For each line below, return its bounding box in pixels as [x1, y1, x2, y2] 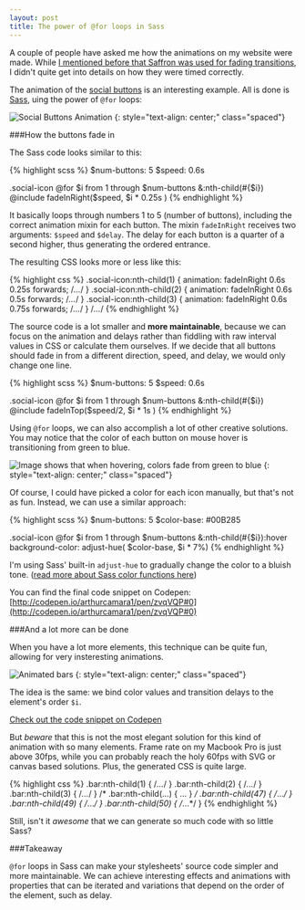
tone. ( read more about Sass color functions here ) [9, 569, 198, 580]
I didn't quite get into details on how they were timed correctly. [9, 66, 244, 78]
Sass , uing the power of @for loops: [9, 93, 143, 105]
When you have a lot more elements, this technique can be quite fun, [9, 641, 268, 653]
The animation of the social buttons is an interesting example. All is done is [9, 84, 290, 95]
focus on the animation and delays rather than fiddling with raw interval [9, 330, 277, 341]
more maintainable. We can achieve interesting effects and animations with [9, 870, 291, 881]
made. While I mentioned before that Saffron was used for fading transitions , [9, 57, 297, 68]
